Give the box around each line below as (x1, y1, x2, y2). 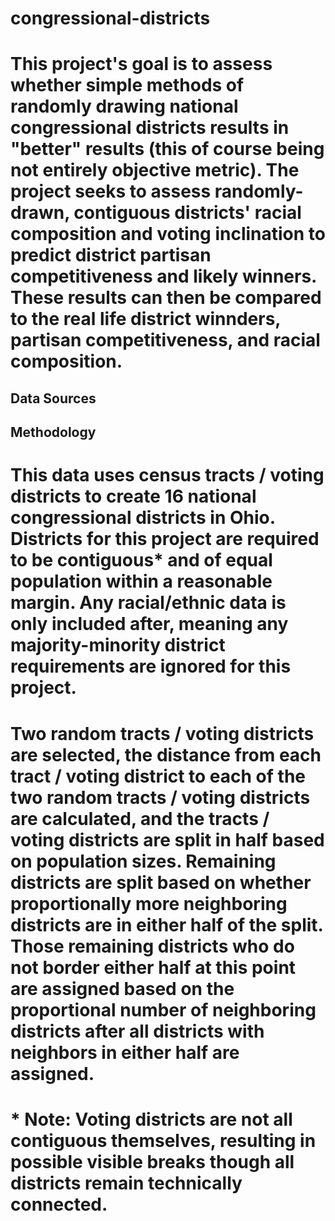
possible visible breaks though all (10, 1150, 295, 1173)
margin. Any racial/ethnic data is (10, 592, 287, 614)
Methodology (10, 424, 97, 441)
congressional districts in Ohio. (10, 507, 276, 529)
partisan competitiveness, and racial (10, 329, 321, 352)
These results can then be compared (10, 287, 322, 309)
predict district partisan (10, 244, 212, 267)
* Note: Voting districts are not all (10, 1108, 293, 1131)
